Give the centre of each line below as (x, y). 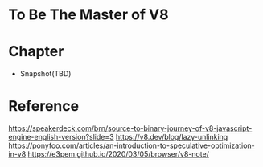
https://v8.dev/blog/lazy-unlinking (172, 137)
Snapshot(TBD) (45, 74)
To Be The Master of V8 (88, 15)
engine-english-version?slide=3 (61, 137)
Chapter (36, 52)
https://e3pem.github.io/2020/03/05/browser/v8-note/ (118, 154)
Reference (43, 106)
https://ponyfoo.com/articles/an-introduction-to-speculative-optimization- (131, 145)
